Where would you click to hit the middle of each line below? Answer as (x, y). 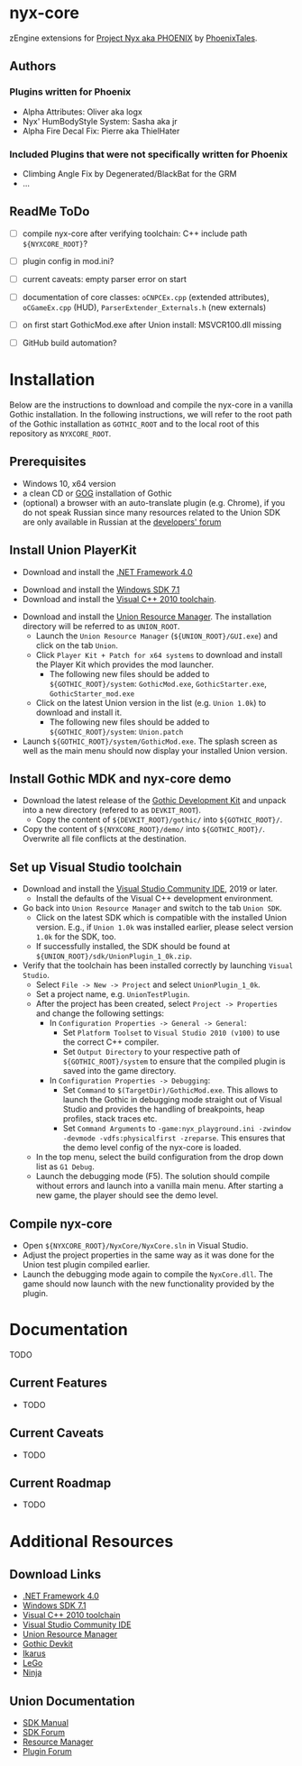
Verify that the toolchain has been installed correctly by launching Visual (158, 965)
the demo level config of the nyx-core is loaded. (152, 1148)
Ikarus (34, 1653)
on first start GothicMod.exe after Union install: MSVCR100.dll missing (152, 325)
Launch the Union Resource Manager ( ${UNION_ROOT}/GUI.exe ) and (156, 636)
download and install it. (79, 712)
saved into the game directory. (119, 1071)
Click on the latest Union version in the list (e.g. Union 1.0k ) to (151, 702)
